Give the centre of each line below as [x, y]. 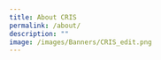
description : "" [39, 34]
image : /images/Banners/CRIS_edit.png [80, 42]
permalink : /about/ [45, 26]
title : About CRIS [43, 17]
